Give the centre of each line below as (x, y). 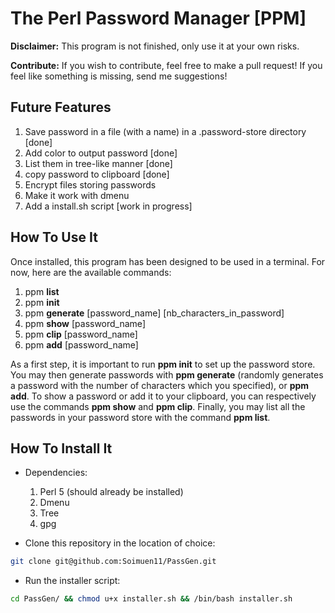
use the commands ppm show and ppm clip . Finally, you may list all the (158, 406)
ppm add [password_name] (81, 344)
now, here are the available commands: (91, 272)
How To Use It (54, 237)
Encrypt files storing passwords (90, 184)
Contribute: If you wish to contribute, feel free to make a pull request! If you (166, 65)
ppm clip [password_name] (81, 334)
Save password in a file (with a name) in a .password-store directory (165, 131)
